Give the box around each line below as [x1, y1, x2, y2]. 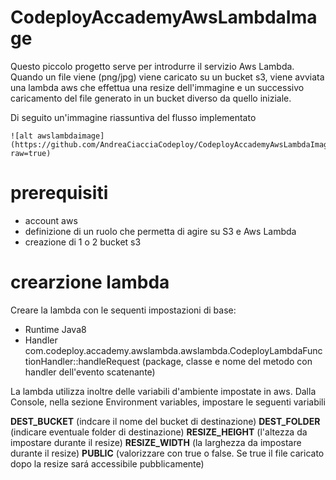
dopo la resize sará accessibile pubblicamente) [10, 457, 205, 470]
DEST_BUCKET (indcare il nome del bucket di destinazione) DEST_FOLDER [10, 415, 321, 427]
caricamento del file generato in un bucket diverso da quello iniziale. [10, 92, 292, 104]
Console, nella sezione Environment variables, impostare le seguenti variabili [10, 396, 326, 408]
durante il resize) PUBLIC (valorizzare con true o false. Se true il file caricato [10, 447, 325, 459]
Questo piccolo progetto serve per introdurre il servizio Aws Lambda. [10, 60, 295, 72]
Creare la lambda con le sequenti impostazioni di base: [10, 304, 237, 316]
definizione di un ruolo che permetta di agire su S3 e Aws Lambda [24, 225, 297, 237]
